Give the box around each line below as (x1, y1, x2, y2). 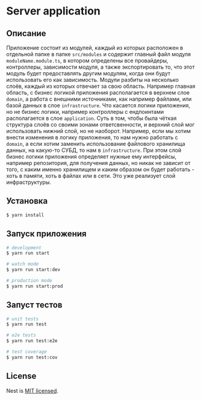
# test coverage (6, 349, 47, 355)
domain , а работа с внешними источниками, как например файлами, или (6, 95, 192, 102)
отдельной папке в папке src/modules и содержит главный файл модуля (6, 51, 191, 58)
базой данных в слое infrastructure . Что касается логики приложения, (6, 102, 191, 109)
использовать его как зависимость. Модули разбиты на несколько (6, 77, 179, 83)
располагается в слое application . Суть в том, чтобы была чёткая (6, 114, 177, 122)
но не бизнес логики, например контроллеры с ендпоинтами (6, 108, 164, 115)
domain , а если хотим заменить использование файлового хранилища (6, 140, 185, 147)
